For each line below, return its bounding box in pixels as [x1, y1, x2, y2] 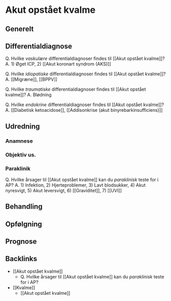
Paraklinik [5, 165, 31, 172]
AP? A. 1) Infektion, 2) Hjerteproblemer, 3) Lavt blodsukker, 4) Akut [5, 182, 146, 188]
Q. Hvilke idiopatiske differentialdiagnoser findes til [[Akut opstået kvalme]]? [5, 71, 166, 77]
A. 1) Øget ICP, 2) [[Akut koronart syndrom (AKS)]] [5, 61, 112, 67]
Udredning [5, 122, 40, 131]
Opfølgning [5, 219, 42, 228]
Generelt [5, 25, 34, 33]
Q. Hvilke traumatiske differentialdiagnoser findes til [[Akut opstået [5, 86, 146, 92]
